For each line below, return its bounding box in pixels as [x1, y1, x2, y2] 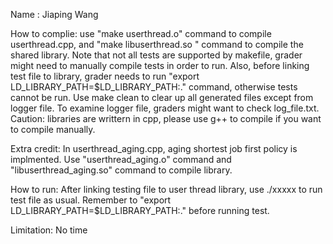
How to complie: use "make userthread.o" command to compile [10, 28, 272, 39]
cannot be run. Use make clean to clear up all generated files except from [10, 92, 314, 103]
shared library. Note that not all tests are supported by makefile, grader [10, 49, 303, 61]
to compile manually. [10, 124, 96, 135]
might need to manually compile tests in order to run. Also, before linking [10, 60, 310, 71]
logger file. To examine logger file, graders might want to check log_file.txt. [10, 102, 320, 114]
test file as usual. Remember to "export [10, 194, 172, 206]
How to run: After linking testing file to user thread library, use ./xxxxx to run [10, 184, 323, 195]
